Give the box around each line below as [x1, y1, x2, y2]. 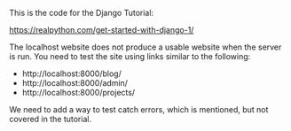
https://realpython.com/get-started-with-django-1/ [9, 25, 194, 35]
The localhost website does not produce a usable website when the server [9, 42, 282, 52]
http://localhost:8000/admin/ [21, 78, 129, 88]
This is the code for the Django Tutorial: [9, 8, 153, 18]
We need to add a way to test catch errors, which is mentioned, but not [9, 104, 269, 114]
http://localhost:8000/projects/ [21, 88, 136, 97]
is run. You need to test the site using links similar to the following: [9, 51, 251, 61]
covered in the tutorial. [9, 114, 91, 124]
